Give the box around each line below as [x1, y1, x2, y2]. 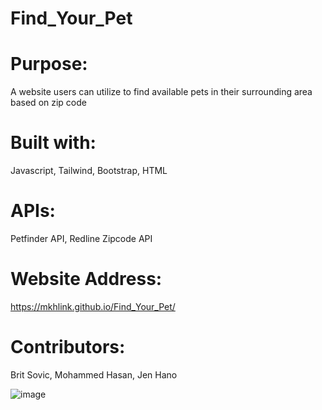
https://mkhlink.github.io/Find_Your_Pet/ [10, 300, 176, 312]
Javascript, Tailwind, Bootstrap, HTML [10, 165, 168, 177]
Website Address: [10, 268, 163, 291]
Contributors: [10, 336, 126, 359]
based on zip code [10, 97, 87, 109]
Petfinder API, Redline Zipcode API [10, 233, 153, 244]
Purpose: [10, 53, 88, 76]
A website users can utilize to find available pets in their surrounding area [10, 86, 313, 98]
